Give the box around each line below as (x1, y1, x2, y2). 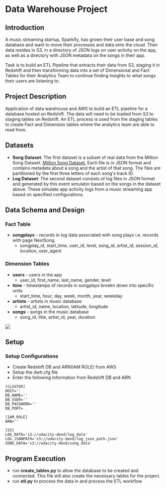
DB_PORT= (5, 406, 23, 411)
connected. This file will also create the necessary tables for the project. (12, 473, 161, 479)
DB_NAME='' (5, 393, 28, 398)
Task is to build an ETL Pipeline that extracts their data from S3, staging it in (5, 62, 160, 68)
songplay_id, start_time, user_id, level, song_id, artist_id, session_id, (19, 243, 159, 248)
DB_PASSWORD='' (5, 402, 37, 407)
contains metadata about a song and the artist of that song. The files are (12, 165, 161, 171)
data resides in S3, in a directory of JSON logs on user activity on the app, (5, 47, 157, 53)
